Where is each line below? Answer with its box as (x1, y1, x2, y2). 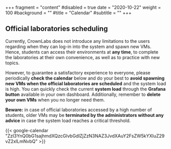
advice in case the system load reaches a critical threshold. (5, 117, 131, 123)
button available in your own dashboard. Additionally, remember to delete (5, 91, 161, 97)
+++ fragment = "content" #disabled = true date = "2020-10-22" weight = (5, 5, 161, 10)
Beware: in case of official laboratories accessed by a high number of (5, 107, 152, 113)
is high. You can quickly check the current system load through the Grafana (5, 86, 166, 92)
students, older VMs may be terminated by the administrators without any (5, 112, 164, 118)
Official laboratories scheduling (5, 24, 108, 33)
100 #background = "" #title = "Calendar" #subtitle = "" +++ (5, 10, 132, 16)
